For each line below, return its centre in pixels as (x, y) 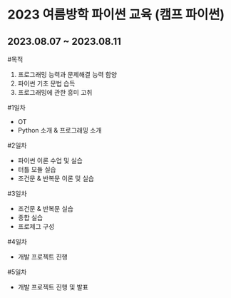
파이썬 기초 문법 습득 (46, 83)
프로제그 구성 (36, 226)
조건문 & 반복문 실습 (45, 209)
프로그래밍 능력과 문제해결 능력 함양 (67, 74)
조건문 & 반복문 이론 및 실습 (56, 178)
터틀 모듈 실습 (37, 169)
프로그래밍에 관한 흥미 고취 (55, 92)
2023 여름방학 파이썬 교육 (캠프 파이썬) (116, 15)
